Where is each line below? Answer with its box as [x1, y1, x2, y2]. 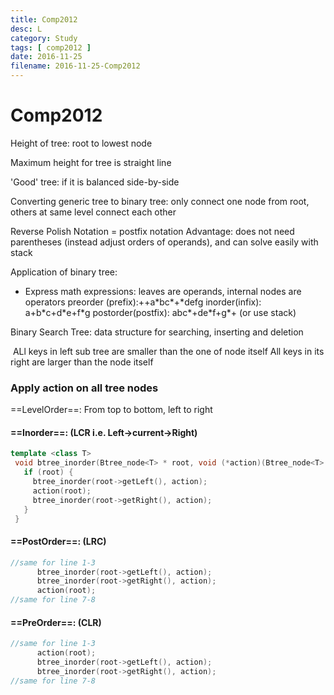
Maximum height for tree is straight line [10, 156, 172, 168]
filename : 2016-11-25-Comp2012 [10, 61, 141, 71]
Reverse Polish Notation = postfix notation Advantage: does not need [10, 225, 295, 237]
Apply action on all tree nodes [10, 381, 159, 395]
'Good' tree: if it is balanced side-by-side [10, 176, 180, 188]
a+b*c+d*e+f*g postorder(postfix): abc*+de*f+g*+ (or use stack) [24, 306, 297, 318]
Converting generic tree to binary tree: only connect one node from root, [10, 195, 310, 207]
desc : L [10, 24, 43, 34]
